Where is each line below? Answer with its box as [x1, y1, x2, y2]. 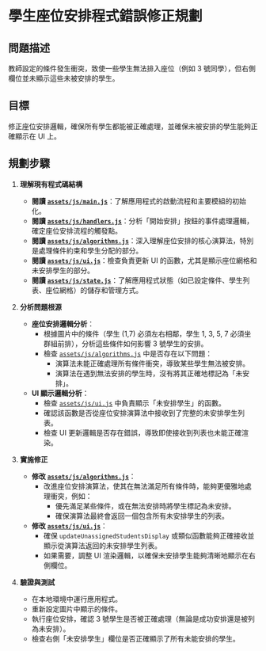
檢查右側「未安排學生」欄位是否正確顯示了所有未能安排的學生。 [31, 634, 240, 643]
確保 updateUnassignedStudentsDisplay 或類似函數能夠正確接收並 [43, 531, 255, 540]
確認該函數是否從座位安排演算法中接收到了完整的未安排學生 [43, 408, 238, 417]
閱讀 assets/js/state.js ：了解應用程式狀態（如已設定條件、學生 [31, 275, 243, 285]
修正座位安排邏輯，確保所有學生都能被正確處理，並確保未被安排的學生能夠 [8, 121, 251, 131]
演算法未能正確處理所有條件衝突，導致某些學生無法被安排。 [55, 358, 250, 368]
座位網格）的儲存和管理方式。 [45, 285, 143, 295]
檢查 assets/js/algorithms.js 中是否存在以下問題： [43, 348, 212, 358]
